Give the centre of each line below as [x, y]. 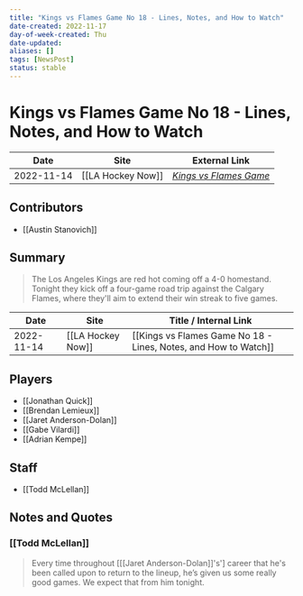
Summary [37, 258]
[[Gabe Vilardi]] [51, 430]
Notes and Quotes [61, 518]
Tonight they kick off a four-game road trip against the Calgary [147, 289]
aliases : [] [32, 51]
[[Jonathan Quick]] [57, 401]
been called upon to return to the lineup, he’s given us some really [154, 573]
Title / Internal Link [211, 321]
